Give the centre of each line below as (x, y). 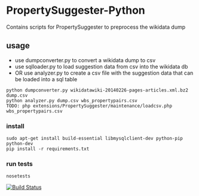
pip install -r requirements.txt (48, 149)
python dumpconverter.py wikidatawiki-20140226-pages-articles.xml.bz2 (97, 90)
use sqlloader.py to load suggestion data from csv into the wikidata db (101, 66)
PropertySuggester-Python (76, 10)
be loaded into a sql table (46, 79)
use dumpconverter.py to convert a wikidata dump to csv (85, 60)
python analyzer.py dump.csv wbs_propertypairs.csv (72, 100)
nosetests (19, 176)
